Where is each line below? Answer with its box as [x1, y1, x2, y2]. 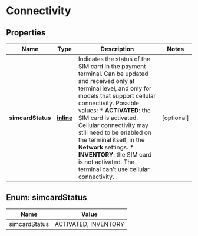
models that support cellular [78, 92, 156, 99]
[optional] [161, 114, 189, 122]
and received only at [78, 77, 135, 85]
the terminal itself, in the [78, 136, 146, 144]
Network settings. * [78, 143, 134, 151]
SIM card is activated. [78, 114, 138, 122]
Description [100, 45, 134, 53]
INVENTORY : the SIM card [78, 151, 152, 158]
